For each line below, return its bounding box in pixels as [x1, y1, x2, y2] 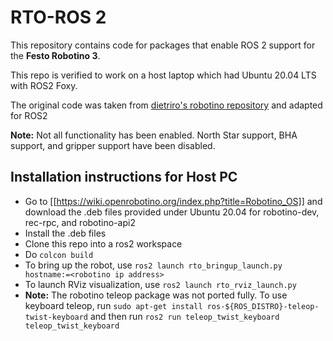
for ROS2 [10, 109, 48, 121]
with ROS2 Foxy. [10, 79, 78, 91]
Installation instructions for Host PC [10, 169, 238, 186]
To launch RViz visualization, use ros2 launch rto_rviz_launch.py [24, 278, 297, 290]
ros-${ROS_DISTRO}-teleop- [206, 301, 320, 311]
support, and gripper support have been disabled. [10, 139, 216, 151]
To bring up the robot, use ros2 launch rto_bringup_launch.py [24, 259, 283, 271]
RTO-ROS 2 [10, 6, 107, 29]
